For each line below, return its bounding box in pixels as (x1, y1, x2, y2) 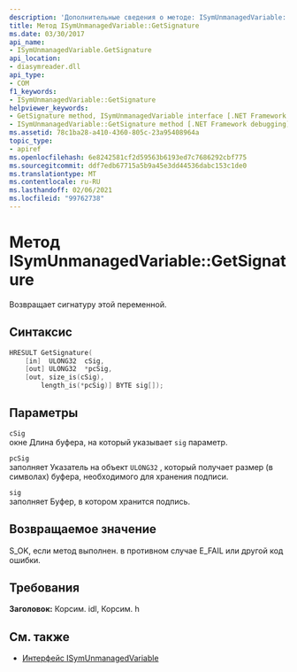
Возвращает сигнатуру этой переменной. (9, 298, 167, 310)
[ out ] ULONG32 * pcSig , (25, 365, 113, 374)
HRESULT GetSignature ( (9, 348, 93, 357)
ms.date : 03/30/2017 (9, 29, 86, 38)
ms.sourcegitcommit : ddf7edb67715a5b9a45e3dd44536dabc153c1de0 (9, 161, 247, 170)
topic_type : (9, 136, 53, 145)
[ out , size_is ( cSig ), (25, 373, 104, 382)
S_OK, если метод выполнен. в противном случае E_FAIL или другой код (9, 545, 284, 556)
